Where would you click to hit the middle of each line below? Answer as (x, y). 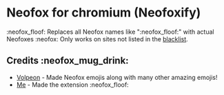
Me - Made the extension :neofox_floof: (72, 85)
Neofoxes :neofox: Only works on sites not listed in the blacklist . (98, 39)
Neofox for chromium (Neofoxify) (104, 13)
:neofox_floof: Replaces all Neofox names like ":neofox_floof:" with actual (110, 32)
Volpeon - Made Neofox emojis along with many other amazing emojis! (117, 77)
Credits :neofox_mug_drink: (68, 61)
